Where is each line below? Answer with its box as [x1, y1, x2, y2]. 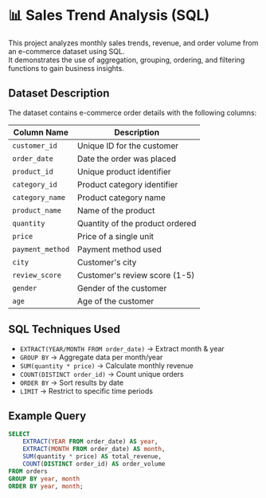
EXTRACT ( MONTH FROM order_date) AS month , [22, 445, 166, 453]
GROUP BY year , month [8, 475, 80, 483]
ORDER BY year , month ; [8, 482, 84, 490]
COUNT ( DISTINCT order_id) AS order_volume [22, 460, 166, 468]
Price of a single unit [76, 230, 154, 241]
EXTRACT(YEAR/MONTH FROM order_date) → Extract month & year [19, 343, 225, 353]
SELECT [8, 430, 30, 438]
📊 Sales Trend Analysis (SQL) [8, 6, 210, 25]
